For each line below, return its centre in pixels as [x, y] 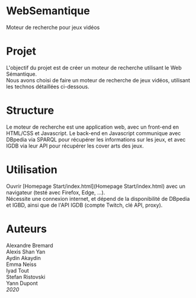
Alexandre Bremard [30, 245]
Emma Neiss [21, 264]
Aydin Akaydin [24, 258]
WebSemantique [48, 11]
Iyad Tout [18, 270]
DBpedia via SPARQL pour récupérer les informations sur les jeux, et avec [96, 139]
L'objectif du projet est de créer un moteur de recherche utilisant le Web [94, 68]
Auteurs [27, 229]
